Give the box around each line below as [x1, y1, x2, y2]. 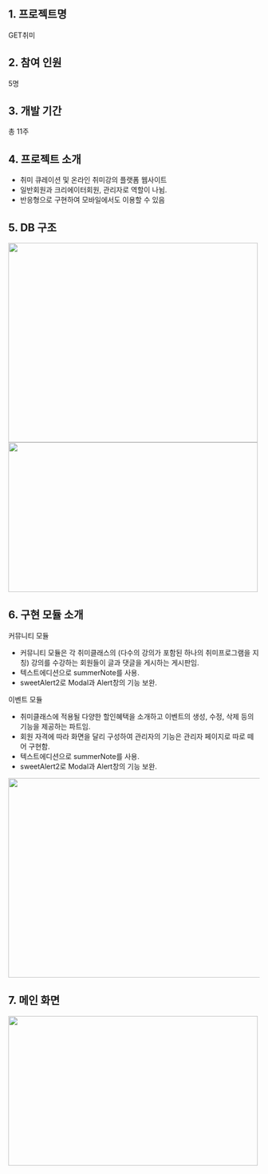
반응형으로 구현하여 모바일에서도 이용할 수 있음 [19, 195, 165, 205]
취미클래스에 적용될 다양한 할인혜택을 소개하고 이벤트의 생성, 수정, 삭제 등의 [19, 711, 254, 721]
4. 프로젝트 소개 [8, 152, 81, 166]
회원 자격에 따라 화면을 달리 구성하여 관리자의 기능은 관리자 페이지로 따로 [19, 731, 246, 741]
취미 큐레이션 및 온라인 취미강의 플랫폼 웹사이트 [19, 175, 167, 185]
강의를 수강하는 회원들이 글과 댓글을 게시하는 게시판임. [30, 658, 199, 667]
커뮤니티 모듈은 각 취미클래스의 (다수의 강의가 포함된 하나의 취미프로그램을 [19, 647, 251, 657]
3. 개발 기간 [8, 105, 62, 118]
